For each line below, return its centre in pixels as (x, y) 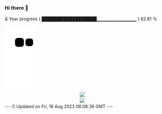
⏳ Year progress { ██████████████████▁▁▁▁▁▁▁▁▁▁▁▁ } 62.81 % (81, 19)
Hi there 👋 (17, 8)
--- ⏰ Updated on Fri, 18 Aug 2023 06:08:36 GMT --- (59, 107)
